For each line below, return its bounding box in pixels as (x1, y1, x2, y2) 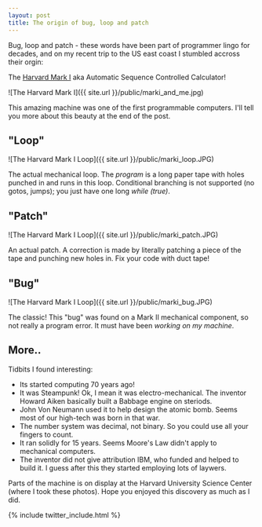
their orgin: (8, 57, 44, 67)
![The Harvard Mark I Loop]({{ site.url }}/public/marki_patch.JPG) (8, 230, 219, 240)
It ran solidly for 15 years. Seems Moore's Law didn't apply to (19, 437, 217, 448)
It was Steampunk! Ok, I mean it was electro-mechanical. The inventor (19, 388, 247, 397)
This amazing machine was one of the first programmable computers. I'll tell (8, 103, 254, 112)
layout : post (8, 11, 51, 20)
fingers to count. (19, 430, 74, 439)
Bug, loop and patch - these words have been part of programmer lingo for (8, 40, 250, 49)
